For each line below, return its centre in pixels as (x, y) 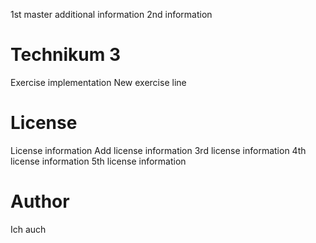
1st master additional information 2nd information (111, 14)
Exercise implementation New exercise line (98, 82)
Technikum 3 (66, 55)
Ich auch (28, 229)
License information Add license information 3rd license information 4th (158, 150)
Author (40, 201)
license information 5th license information (98, 161)
